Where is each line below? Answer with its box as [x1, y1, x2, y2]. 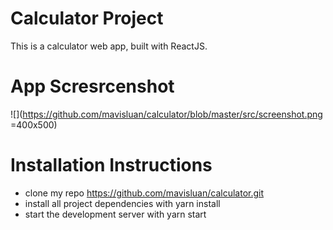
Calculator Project [10, 7, 164, 30]
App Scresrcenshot [10, 75, 175, 98]
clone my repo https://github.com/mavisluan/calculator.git [24, 187, 265, 199]
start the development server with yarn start [24, 208, 207, 220]
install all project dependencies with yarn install [24, 197, 221, 209]
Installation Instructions [10, 154, 213, 177]
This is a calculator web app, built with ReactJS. [10, 40, 208, 52]
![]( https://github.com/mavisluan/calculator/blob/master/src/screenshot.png [10, 108, 323, 120]
